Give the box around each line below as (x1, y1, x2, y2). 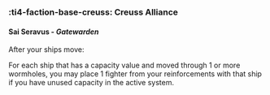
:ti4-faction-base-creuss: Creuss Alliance (8, 6, 179, 18)
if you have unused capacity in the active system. (8, 78, 175, 88)
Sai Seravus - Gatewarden (8, 27, 99, 37)
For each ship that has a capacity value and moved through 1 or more (8, 60, 241, 71)
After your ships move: (8, 45, 85, 54)
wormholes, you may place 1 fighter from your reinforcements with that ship (8, 69, 263, 79)
